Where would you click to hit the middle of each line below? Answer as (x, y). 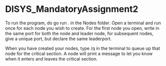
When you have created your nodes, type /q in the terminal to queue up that (83, 48)
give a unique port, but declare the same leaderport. (58, 39)
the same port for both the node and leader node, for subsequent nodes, (79, 33)
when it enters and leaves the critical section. (51, 59)
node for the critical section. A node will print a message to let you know (79, 54)
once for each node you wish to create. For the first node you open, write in (82, 28)
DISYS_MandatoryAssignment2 (72, 9)
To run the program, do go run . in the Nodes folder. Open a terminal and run (83, 23)
